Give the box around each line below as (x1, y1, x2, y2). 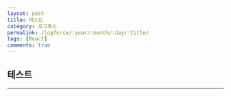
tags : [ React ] (7, 36, 48, 43)
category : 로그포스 (7, 23, 57, 29)
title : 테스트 (7, 16, 43, 23)
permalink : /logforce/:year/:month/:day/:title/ (7, 29, 149, 36)
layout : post (7, 10, 45, 17)
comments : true (7, 42, 51, 49)
